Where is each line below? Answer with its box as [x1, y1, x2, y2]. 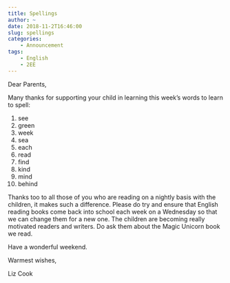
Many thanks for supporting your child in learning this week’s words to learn [8, 93, 223, 102]
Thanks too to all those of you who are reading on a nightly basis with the [8, 193, 216, 201]
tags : [8, 49, 23, 56]
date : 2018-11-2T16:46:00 [8, 23, 82, 30]
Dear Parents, [8, 80, 47, 88]
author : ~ [8, 16, 36, 23]
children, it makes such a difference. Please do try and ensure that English [8, 200, 219, 208]
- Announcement [20, 42, 64, 49]
